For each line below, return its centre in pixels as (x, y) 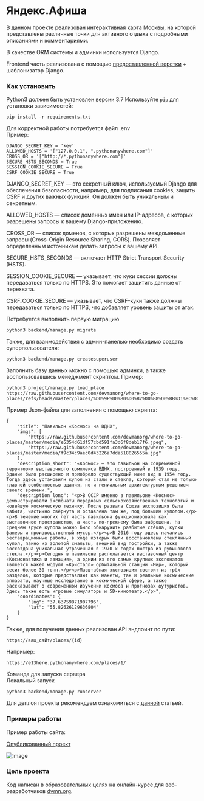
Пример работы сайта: (36, 732)
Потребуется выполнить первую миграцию (63, 319)
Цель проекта (28, 771)
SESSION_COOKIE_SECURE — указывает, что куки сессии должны (92, 276)
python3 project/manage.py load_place (55, 388)
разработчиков (26, 791)
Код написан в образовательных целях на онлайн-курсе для (85, 785)
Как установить (31, 86)
